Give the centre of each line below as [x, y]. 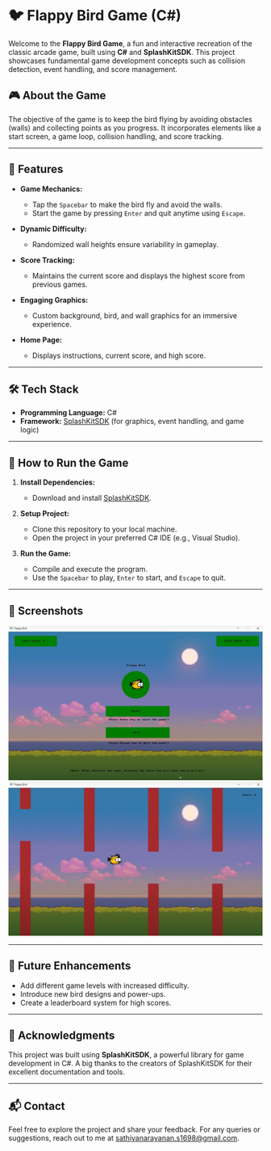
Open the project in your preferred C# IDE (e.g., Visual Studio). [136, 538]
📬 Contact [37, 1106]
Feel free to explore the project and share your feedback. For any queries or [134, 1130]
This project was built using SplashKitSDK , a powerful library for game [126, 1055]
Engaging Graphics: [54, 300]
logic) [29, 430]
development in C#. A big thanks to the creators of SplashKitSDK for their [130, 1064]
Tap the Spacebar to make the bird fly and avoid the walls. [127, 204]
